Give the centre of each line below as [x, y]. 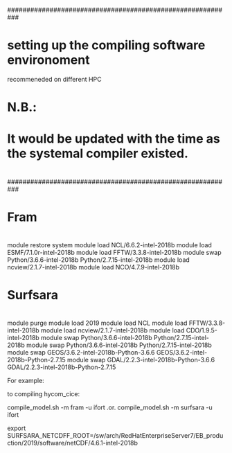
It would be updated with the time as [114, 139]
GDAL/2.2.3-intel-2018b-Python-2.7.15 [62, 367]
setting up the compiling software [106, 45]
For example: [26, 381]
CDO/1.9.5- [202, 330]
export [17, 428]
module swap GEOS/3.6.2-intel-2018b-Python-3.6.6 [81, 353]
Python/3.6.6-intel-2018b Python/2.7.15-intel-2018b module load [99, 260]
